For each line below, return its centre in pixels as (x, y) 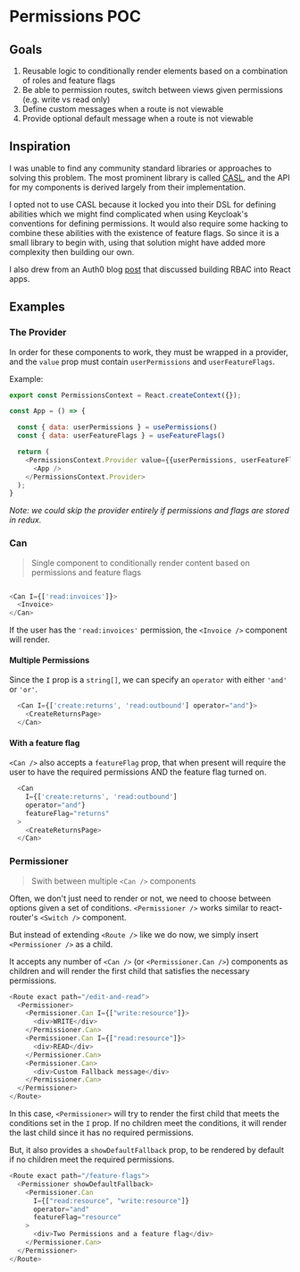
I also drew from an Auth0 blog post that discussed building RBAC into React (150, 269)
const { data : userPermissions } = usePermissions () (117, 428)
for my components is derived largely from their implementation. (128, 187)
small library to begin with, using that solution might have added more (137, 242)
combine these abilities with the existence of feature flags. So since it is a (144, 233)
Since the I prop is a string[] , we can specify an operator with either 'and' (148, 680)
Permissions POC (75, 17)
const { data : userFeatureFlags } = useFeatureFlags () (121, 436)
